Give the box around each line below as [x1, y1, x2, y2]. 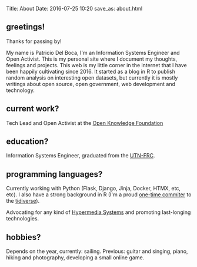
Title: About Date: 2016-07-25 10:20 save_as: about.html [6, 5, 143, 12]
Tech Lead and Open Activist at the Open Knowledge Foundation [6, 119, 163, 126]
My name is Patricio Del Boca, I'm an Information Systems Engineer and [6, 49, 180, 56]
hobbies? [6, 232, 41, 242]
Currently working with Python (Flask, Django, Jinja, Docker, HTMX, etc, [6, 185, 181, 192]
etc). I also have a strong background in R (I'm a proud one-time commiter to [6, 191, 192, 198]
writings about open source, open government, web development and [6, 80, 175, 87]
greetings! [6, 22, 45, 32]
